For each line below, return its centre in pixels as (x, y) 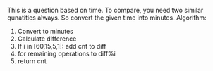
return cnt (32, 61)
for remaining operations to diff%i (67, 53)
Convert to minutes (45, 31)
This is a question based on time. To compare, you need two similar (105, 10)
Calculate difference (47, 39)
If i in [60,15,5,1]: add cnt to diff (62, 46)
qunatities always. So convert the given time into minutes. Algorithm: (107, 18)
